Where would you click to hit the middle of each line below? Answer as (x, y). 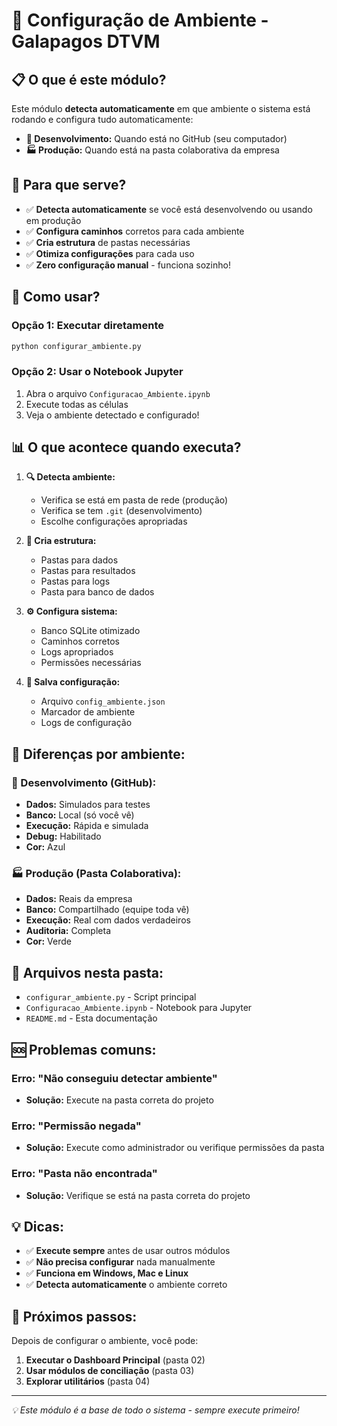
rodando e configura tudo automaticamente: (102, 119)
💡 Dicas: (38, 1226)
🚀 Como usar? (56, 297)
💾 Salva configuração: (73, 682)
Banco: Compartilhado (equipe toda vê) (107, 910)
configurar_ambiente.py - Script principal (111, 997)
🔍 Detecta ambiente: (70, 477)
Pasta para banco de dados (97, 592)
